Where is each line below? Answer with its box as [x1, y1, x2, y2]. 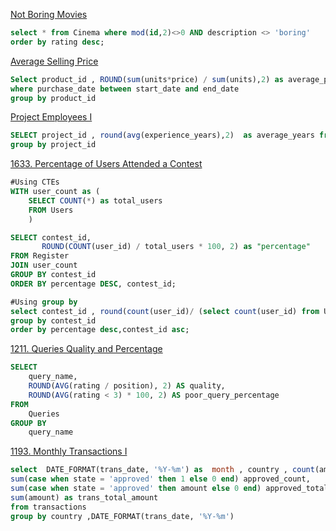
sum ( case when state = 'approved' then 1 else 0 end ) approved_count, [10, 474, 311, 484]
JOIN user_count [10, 260, 78, 271]
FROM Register [10, 251, 70, 261]
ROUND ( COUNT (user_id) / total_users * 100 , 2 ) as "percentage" [41, 242, 311, 252]
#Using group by [10, 297, 78, 307]
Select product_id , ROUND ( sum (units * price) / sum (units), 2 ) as [10, 74, 284, 84]
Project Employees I [10, 111, 93, 123]
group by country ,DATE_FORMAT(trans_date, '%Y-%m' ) [10, 511, 235, 521]
